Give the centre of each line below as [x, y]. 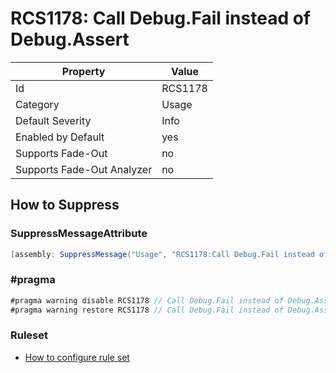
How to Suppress [65, 205]
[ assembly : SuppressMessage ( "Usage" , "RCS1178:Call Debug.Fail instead [162, 254]
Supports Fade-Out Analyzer [84, 169]
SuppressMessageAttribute [79, 234]
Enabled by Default [60, 137]
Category [37, 104]
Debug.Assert [70, 39]
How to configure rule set [77, 357]
